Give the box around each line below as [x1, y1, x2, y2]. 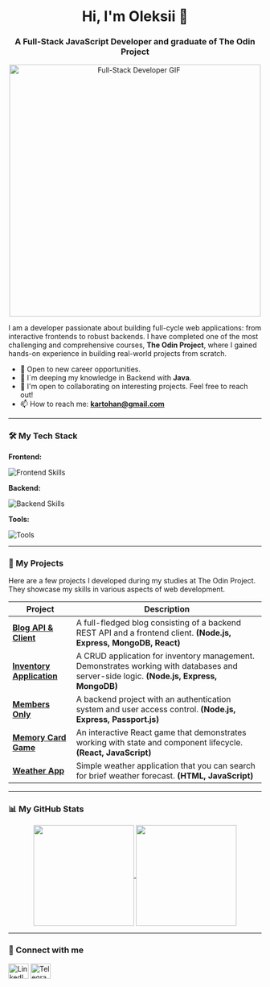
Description [144, 603, 190, 615]
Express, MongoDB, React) [76, 637, 181, 649]
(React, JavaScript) [76, 747, 152, 758]
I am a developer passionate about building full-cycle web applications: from [8, 323, 262, 333]
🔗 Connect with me [8, 944, 84, 956]
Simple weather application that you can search [76, 761, 256, 772]
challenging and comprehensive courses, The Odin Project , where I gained [8, 340, 257, 350]
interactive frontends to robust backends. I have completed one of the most [8, 332, 259, 342]
